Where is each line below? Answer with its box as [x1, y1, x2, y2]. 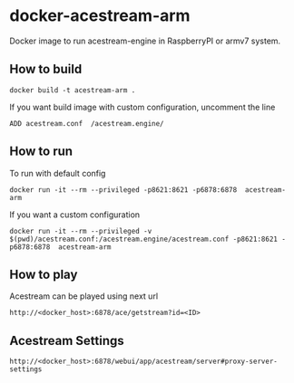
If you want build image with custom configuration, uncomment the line [9, 101, 276, 112]
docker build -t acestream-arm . [9, 85, 136, 95]
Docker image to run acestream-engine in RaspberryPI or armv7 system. [9, 35, 281, 46]
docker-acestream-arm [9, 5, 191, 26]
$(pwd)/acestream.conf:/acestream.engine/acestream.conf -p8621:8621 [9, 235, 279, 244]
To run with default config [9, 168, 106, 178]
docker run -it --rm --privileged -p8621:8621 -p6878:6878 [9, 185, 238, 195]
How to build [9, 62, 83, 77]
